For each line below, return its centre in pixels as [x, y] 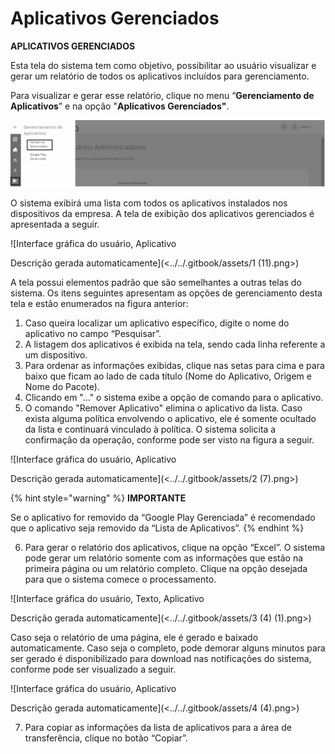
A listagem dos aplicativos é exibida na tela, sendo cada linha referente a [175, 344]
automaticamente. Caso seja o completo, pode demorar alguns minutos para [168, 648]
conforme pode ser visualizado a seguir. [93, 669]
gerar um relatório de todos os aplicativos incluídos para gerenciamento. [160, 76]
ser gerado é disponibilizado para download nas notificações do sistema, [161, 659]
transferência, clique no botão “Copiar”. [106, 738]
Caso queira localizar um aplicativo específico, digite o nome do [157, 323]
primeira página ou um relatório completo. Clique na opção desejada [166, 569]
